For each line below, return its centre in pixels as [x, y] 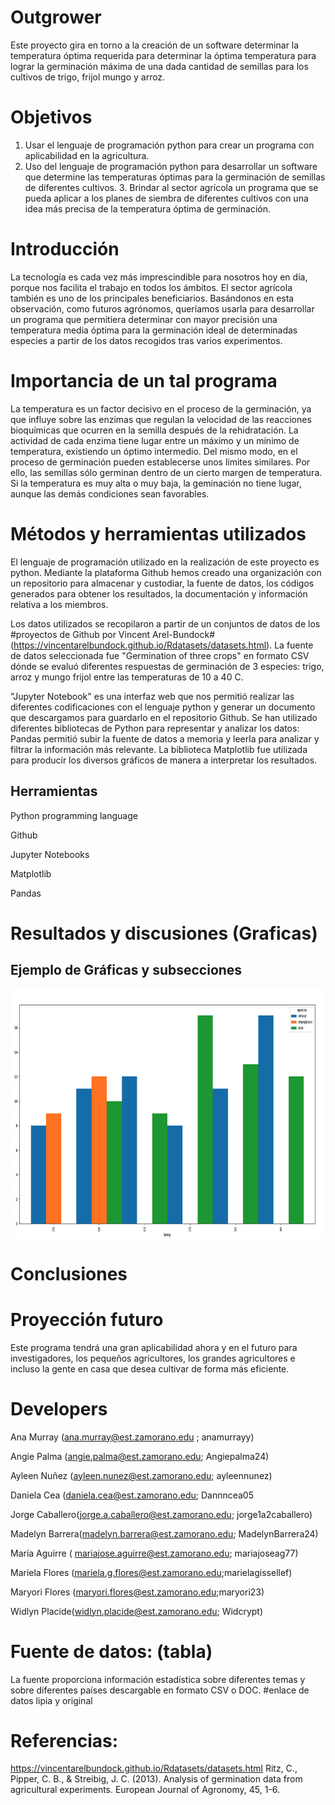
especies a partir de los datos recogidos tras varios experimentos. [146, 340]
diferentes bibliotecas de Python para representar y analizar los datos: [155, 728]
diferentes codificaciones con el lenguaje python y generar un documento [163, 707]
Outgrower [56, 17]
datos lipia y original [51, 1700]
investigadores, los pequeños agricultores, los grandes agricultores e [153, 1358]
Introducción [65, 249]
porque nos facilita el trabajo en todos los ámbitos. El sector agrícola [151, 287]
